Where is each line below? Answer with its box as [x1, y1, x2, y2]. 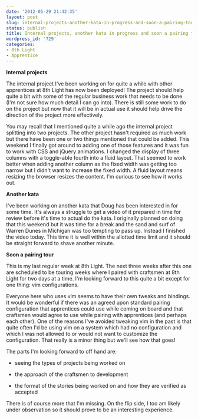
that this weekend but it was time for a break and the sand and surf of [6, 220, 176, 227]
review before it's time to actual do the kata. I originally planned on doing [6, 215, 183, 222]
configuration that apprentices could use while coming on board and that [6, 305, 183, 312]
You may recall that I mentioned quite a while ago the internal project [6, 123, 173, 130]
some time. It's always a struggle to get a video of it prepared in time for [6, 208, 181, 215]
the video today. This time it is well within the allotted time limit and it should [6, 233, 190, 240]
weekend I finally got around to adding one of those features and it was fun [6, 141, 189, 149]
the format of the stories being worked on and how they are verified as [14, 382, 187, 389]
